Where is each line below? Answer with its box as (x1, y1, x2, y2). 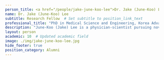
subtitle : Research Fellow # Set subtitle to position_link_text (5, 16, 143, 21)
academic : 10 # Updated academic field (5, 34, 89, 39)
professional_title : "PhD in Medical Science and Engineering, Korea (5, 20, 150, 26)
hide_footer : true (5, 43, 42, 48)
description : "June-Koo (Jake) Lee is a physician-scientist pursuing (5, 25, 152, 30)
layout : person (5, 30, 36, 34)
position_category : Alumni (5, 47, 60, 52)
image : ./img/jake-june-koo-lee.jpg (5, 39, 80, 44)
